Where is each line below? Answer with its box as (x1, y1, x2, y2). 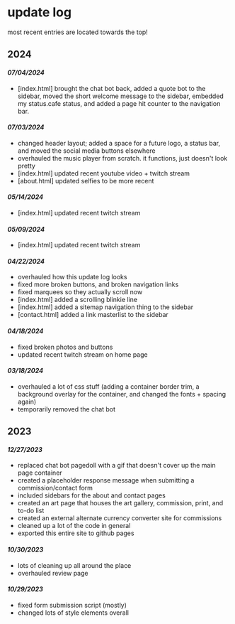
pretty (17, 161, 35, 170)
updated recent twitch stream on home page (17, 350, 148, 359)
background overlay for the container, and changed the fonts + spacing (17, 389, 227, 398)
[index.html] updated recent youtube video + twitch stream (17, 168, 190, 178)
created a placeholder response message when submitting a (17, 476, 195, 485)
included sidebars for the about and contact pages (17, 491, 166, 500)
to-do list (17, 506, 45, 515)
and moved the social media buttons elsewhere (17, 146, 156, 155)
